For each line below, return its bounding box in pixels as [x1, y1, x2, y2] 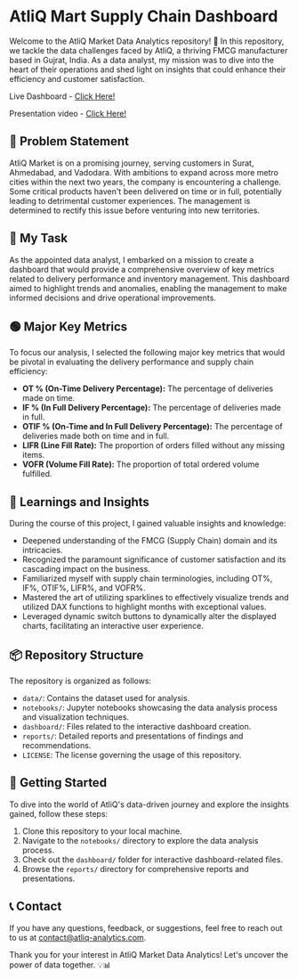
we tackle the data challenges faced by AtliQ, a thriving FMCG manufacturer [9, 45, 288, 55]
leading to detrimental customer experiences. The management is [9, 195, 251, 206]
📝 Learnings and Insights [9, 494, 149, 510]
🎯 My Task [9, 231, 68, 246]
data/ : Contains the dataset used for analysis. [21, 693, 190, 703]
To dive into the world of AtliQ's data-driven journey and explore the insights [9, 799, 289, 810]
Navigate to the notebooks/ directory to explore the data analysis [21, 835, 259, 845]
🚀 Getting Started [9, 775, 108, 790]
